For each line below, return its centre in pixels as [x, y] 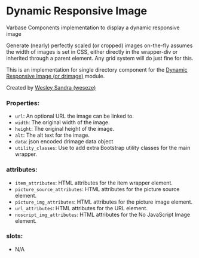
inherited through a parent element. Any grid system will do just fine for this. [100, 58]
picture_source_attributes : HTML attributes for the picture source [97, 189]
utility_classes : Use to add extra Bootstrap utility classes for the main [102, 148]
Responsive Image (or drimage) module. [56, 76]
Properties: [23, 103]
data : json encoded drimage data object [64, 142]
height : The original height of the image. [65, 129]
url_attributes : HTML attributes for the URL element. [81, 208]
